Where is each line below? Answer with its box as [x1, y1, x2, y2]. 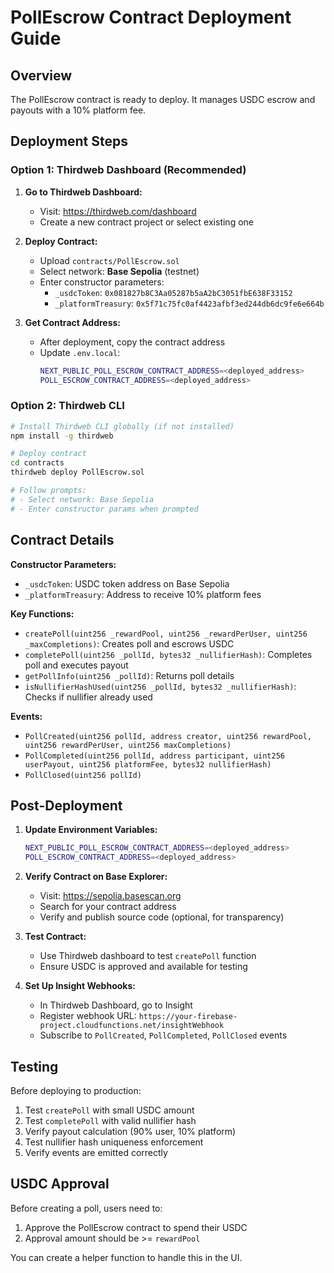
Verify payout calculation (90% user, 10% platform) [24, 1125, 237, 1137]
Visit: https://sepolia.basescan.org [39, 890, 182, 902]
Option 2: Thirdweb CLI [10, 399, 125, 413]
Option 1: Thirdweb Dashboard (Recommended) [10, 163, 247, 177]
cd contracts [10, 458, 65, 468]
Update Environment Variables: [24, 824, 158, 836]
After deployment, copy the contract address [39, 336, 226, 348]
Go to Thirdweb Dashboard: [24, 186, 143, 198]
